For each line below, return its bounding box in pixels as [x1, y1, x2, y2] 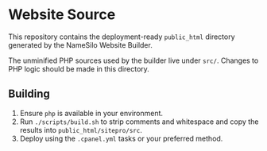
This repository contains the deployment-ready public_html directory [8, 32, 236, 41]
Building [8, 87, 50, 101]
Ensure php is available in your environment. [19, 108, 164, 118]
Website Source [8, 6, 116, 24]
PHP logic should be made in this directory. [8, 64, 149, 73]
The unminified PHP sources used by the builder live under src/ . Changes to [8, 56, 259, 65]
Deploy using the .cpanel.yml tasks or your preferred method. [19, 134, 223, 143]
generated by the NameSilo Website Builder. [8, 40, 153, 49]
